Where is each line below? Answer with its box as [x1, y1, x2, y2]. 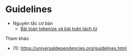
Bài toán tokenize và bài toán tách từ [20, 25, 98, 31]
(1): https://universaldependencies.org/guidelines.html [12, 45, 127, 51]
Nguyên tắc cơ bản [12, 20, 53, 26]
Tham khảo [5, 35, 29, 41]
